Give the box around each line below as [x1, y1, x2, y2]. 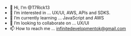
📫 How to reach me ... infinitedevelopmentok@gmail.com [9, 26, 126, 31]
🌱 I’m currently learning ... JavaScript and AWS [9, 15, 104, 20]
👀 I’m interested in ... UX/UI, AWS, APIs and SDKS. [9, 10, 111, 16]
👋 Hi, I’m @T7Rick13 [9, 5, 50, 10]
